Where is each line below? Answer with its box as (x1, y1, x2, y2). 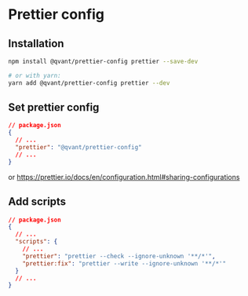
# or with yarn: (8, 71, 61, 79)
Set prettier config (8, 100, 100, 115)
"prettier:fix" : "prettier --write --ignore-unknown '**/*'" (22, 259, 226, 268)
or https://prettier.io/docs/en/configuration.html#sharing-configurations (8, 172, 240, 181)
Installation (8, 37, 64, 50)
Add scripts (8, 195, 67, 209)
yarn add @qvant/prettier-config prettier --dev (8, 79, 170, 87)
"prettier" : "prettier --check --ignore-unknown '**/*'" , (22, 252, 216, 260)
